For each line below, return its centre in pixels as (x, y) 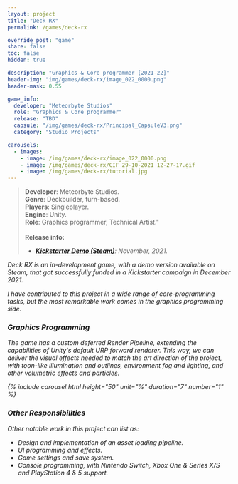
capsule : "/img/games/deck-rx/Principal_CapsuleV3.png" (98, 125)
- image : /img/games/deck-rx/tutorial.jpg (84, 172)
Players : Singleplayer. (57, 207)
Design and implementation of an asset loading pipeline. (101, 442)
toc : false (23, 53)
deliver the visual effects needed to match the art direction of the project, (115, 358)
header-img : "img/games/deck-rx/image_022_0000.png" (87, 79)
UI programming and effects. (60, 450)
